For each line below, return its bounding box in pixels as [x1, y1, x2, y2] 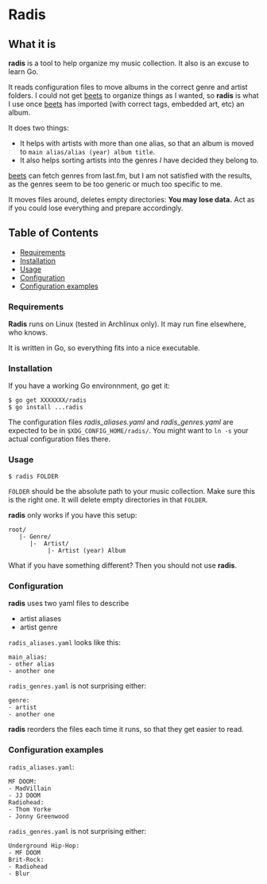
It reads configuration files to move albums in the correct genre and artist [8, 82, 248, 92]
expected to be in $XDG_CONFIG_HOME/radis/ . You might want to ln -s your [8, 426, 249, 436]
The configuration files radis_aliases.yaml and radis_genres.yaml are [8, 417, 234, 427]
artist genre [19, 623, 58, 632]
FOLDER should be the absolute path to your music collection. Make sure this [8, 486, 256, 495]
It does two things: [8, 123, 69, 132]
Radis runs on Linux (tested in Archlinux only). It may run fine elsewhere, [8, 319, 246, 329]
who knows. [8, 328, 48, 338]
